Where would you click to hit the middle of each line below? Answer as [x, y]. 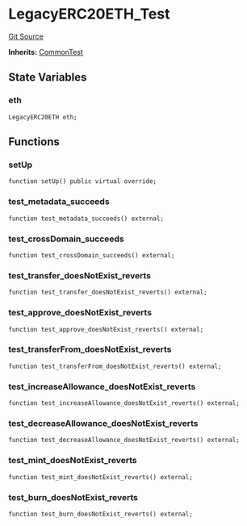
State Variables [48, 77]
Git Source [26, 36]
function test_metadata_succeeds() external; [86, 219]
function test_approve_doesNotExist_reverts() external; [106, 329]
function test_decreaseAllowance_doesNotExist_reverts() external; [124, 440]
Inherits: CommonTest [46, 52]
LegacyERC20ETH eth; [43, 117]
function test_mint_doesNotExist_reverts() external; [101, 477]
